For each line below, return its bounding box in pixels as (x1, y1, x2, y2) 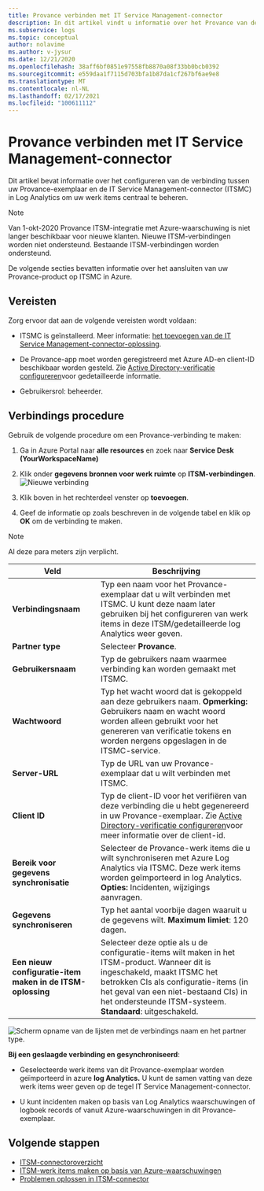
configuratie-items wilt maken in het (101, 946, 236, 957)
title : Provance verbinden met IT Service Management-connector (8, 11, 223, 20)
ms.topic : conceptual (8, 33, 79, 42)
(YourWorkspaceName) (19, 453, 99, 463)
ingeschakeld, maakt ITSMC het (101, 966, 218, 977)
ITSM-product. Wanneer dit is (101, 956, 211, 967)
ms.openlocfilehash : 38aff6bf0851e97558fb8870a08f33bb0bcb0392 (8, 63, 220, 71)
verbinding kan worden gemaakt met (101, 663, 236, 674)
